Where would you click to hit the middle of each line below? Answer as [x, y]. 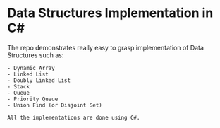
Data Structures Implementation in [110, 13]
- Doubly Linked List [39, 80]
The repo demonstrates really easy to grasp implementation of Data [106, 47]
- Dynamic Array [31, 68]
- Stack [19, 86]
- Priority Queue [33, 99]
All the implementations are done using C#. [74, 117]
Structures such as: [36, 55]
